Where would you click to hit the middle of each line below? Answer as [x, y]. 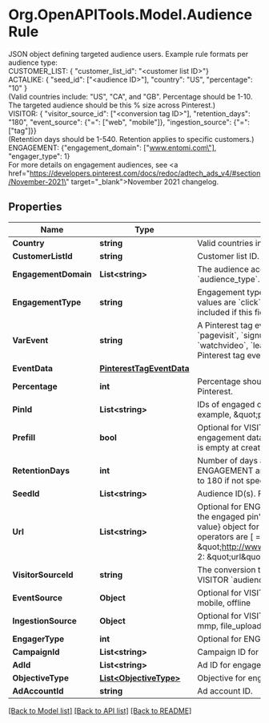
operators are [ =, [230, 536]
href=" [19, 173]
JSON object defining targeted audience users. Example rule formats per [128, 54]
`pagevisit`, [218, 335]
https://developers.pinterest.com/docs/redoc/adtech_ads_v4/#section [145, 173]
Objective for [222, 677]
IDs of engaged [226, 404]
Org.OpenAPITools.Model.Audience [130, 15]
